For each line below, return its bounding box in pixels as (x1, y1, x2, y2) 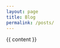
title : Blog (6, 14, 36, 20)
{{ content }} (6, 36, 37, 43)
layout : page (6, 8, 39, 15)
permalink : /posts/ (6, 20, 55, 25)
